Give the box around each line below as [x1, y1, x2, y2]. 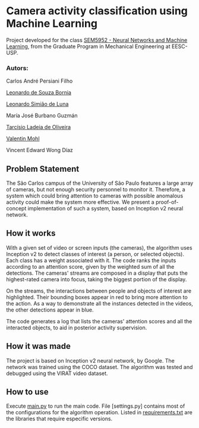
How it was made [6, 341, 71, 351]
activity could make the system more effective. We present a [6, 199, 154, 206]
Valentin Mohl [6, 135, 40, 142]
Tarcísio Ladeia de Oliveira [6, 124, 71, 131]
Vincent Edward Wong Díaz [6, 147, 73, 154]
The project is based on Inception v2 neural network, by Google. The [6, 357, 175, 364]
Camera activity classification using [6, 4, 188, 18]
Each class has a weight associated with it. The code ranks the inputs [6, 257, 176, 264]
